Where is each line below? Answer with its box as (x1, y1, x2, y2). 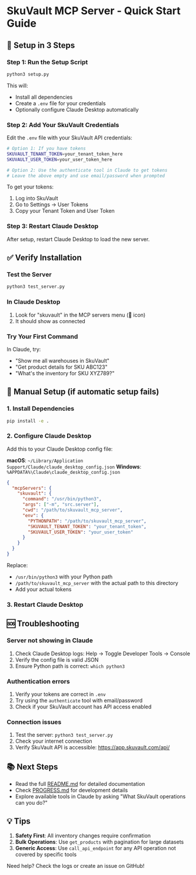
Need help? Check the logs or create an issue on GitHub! (6, 862, 145, 869)
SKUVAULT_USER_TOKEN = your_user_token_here (6, 157, 112, 162)
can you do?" (15, 799, 48, 806)
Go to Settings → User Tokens (15, 201, 89, 208)
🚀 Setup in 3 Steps (6, 40, 75, 50)
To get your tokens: (6, 183, 54, 190)
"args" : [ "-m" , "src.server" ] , (22, 502, 99, 508)
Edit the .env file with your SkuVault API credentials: (6, 134, 132, 141)
